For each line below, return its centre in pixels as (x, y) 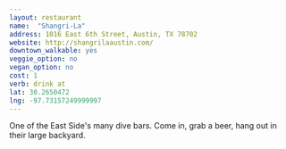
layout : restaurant (46, 17)
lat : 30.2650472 (39, 92)
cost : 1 (24, 76)
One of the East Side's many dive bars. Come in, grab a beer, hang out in (143, 126)
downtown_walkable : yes (54, 51)
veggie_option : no (43, 59)
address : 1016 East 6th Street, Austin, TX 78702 (104, 34)
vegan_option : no (42, 68)
